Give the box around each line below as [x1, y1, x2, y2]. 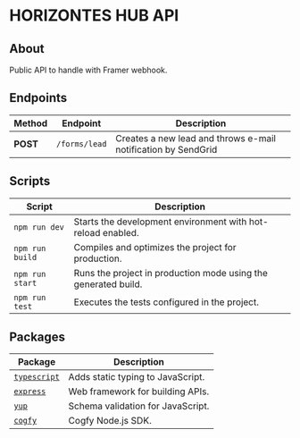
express [13, 386, 46, 397]
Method [13, 117, 48, 130]
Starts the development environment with [73, 215, 247, 228]
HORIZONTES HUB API [9, 5, 179, 26]
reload [73, 226, 101, 239]
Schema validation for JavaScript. [68, 400, 210, 412]
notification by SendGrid [115, 143, 218, 156]
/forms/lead [56, 139, 107, 148]
